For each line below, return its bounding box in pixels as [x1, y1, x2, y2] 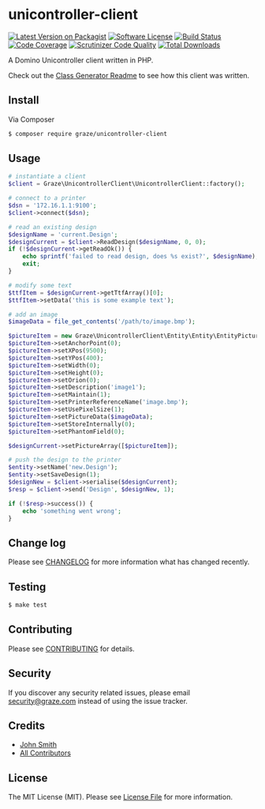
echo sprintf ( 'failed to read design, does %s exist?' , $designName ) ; [22, 253, 259, 261]
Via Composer [8, 115, 55, 124]
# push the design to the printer [8, 456, 122, 464]
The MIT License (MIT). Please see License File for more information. [8, 792, 233, 802]
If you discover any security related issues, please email [8, 687, 191, 697]
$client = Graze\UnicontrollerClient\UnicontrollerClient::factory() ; [8, 180, 245, 188]
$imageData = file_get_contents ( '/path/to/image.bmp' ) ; [8, 318, 196, 325]
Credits [8, 719, 46, 732]
